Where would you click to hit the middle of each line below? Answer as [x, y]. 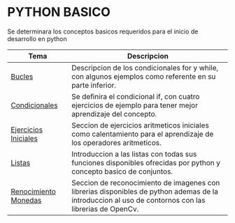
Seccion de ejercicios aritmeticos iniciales [140, 125]
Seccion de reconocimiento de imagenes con [145, 183]
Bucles [22, 76]
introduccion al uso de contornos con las [138, 200]
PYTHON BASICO [59, 12]
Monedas [26, 200]
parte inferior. [94, 85]
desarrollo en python [37, 38]
